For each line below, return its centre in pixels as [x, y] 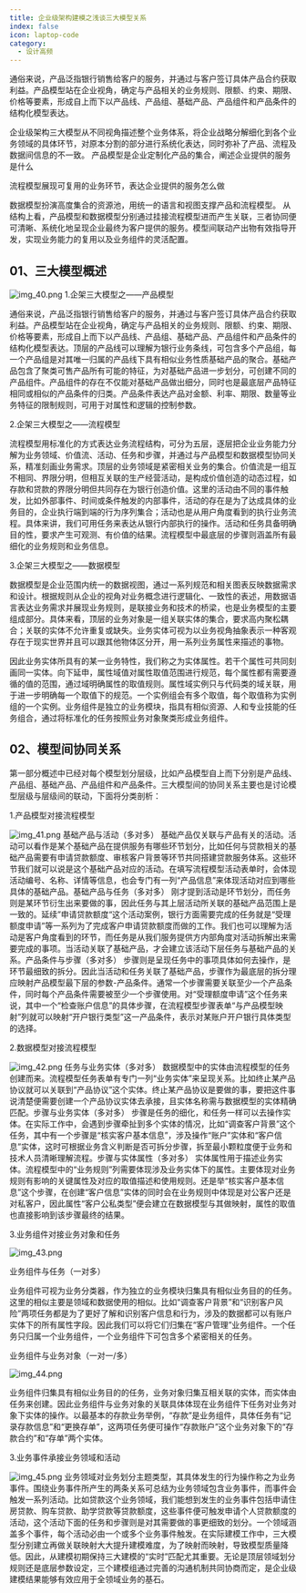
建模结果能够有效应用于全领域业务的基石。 [89, 1579]
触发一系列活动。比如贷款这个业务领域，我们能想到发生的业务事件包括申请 [149, 1499]
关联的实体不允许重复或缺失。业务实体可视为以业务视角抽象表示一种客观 [161, 630]
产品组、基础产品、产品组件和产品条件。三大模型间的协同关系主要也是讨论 [149, 784]
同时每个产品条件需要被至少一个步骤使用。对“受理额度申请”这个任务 [153, 994]
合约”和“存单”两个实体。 [62, 1438]
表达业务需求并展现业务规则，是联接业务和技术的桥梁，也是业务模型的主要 [157, 608]
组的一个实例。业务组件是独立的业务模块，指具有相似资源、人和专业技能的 [149, 706]
